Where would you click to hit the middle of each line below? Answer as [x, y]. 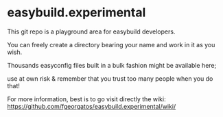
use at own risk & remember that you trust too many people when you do [110, 78]
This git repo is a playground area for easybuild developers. [91, 31]
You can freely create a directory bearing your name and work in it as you [111, 44]
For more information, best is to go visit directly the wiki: [86, 99]
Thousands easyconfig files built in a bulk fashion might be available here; [112, 65]
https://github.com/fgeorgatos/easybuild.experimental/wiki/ [92, 106]
